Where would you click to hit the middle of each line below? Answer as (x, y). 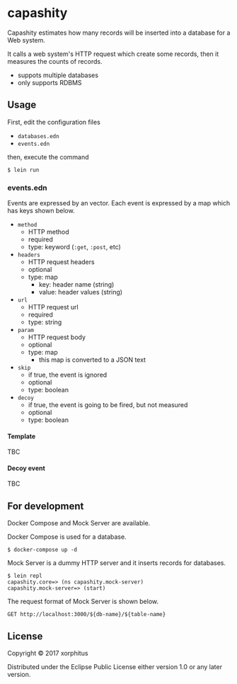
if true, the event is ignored (68, 375)
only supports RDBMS (50, 82)
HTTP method (48, 232)
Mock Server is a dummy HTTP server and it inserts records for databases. (117, 563)
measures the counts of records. (55, 61)
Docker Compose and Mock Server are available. (79, 523)
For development (46, 506)
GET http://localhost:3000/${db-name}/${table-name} (87, 615)
